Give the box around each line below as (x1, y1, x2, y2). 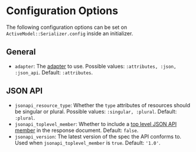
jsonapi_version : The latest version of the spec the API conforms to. (14, 133, 182, 140)
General (6, 47, 37, 57)
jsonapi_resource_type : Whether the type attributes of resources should (14, 101, 191, 108)
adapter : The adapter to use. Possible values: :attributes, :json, (14, 62, 177, 70)
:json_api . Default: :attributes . (14, 69, 93, 76)
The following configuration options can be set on (6, 24, 128, 31)
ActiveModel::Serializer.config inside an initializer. (6, 29, 133, 37)
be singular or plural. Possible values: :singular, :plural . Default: (14, 108, 177, 115)
